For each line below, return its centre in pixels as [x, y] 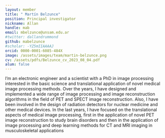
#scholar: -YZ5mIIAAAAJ [30, 46]
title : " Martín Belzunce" [33, 14]
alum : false [17, 64]
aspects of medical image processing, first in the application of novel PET [80, 115]
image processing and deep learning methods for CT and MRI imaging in [79, 125]
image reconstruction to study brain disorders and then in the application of [82, 120]
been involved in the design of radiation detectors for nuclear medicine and [82, 105]
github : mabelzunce [25, 42]
